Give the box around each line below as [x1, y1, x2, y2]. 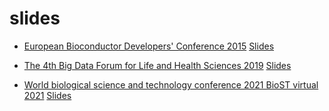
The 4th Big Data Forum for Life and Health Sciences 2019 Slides [23, 59, 292, 71]
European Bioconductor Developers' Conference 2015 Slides [23, 40, 275, 52]
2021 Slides [23, 89, 72, 101]
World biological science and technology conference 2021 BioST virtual [23, 78, 319, 91]
